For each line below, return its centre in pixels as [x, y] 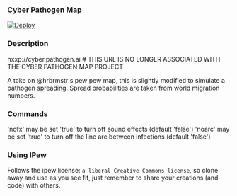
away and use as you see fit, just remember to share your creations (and [113, 178]
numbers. [21, 95]
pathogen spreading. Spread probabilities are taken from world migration [114, 88]
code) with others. [34, 185]
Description [28, 44]
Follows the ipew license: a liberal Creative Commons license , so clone [113, 171]
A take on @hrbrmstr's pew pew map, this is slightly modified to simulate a [116, 80]
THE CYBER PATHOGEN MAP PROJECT [65, 67]
